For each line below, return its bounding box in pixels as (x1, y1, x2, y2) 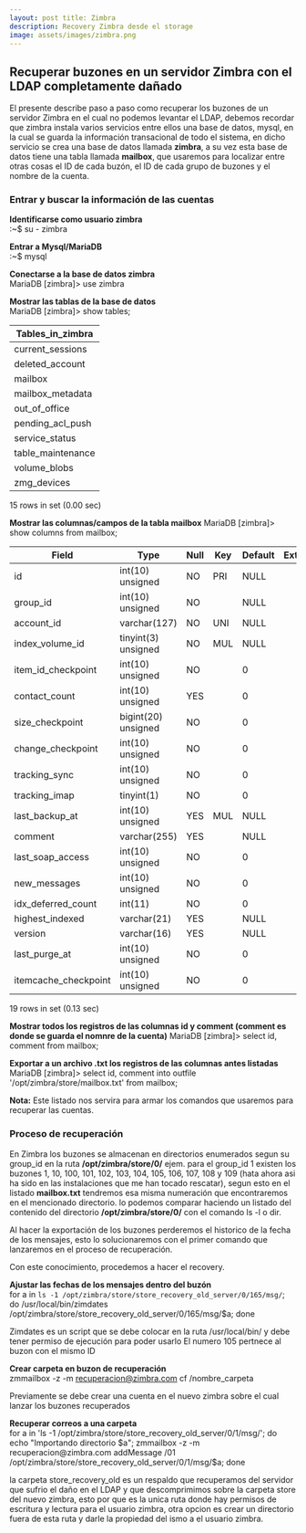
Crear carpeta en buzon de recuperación (9, 1362, 167, 1374)
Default (241, 549, 275, 562)
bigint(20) (119, 710, 163, 723)
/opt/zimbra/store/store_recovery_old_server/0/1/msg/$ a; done (9, 1456, 246, 1467)
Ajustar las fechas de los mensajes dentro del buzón (9, 1279, 212, 1290)
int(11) (119, 898, 150, 910)
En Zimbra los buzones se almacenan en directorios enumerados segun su (9, 1148, 290, 1160)
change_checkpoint (14, 742, 98, 755)
